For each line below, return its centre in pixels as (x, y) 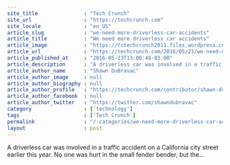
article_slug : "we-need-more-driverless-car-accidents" (108, 33)
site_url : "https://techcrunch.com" (86, 20)
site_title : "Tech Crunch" (68, 13)
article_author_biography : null (55, 84)
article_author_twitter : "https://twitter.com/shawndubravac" (102, 103)
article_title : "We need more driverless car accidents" (108, 39)
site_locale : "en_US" (59, 26)
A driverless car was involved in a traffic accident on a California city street (113, 147)
